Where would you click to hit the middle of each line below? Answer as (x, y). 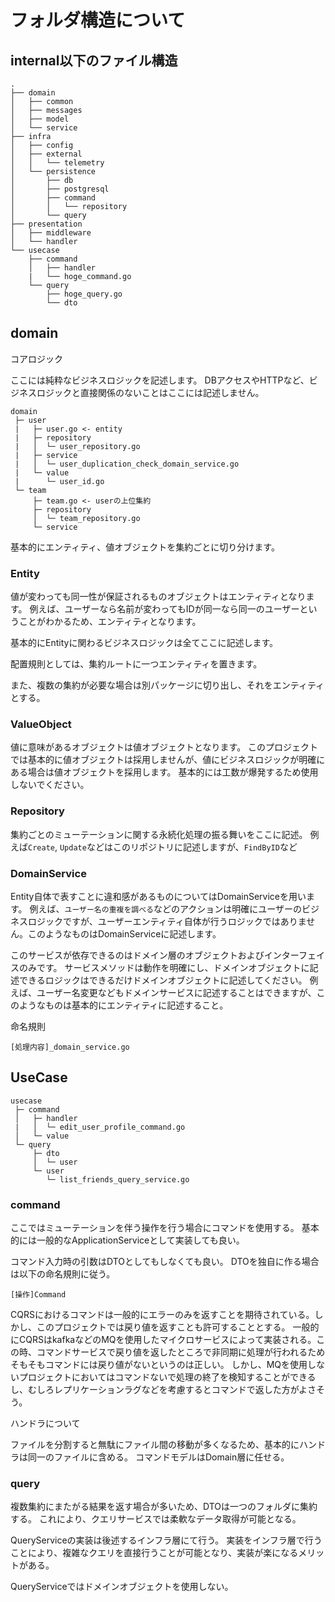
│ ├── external (46, 154)
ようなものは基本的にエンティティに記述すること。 (123, 1005)
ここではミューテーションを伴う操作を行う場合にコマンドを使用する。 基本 (165, 1228)
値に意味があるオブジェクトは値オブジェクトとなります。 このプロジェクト (164, 747)
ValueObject (41, 724)
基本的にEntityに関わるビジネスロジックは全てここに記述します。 (144, 643)
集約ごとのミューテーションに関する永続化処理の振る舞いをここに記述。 (159, 834)
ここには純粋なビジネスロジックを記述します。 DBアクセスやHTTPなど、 (160, 380)
